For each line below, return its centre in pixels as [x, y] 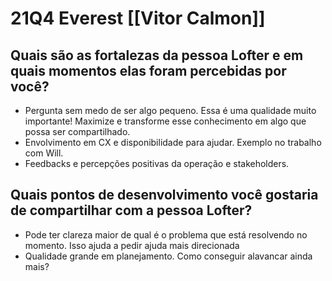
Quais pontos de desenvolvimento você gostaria [164, 195]
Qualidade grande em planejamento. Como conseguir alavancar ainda [168, 256]
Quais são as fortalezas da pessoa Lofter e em [157, 55]
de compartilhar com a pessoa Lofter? [131, 210]
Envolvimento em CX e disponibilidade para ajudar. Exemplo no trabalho [173, 142]
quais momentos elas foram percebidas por [148, 70]
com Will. [44, 153]
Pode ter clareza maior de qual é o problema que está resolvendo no [166, 234]
